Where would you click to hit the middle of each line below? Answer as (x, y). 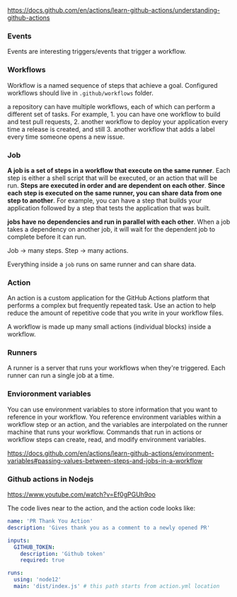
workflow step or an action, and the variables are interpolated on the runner (118, 424)
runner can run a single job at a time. (61, 375)
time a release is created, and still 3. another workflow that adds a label (111, 129)
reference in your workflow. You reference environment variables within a (114, 416)
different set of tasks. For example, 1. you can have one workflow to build (114, 114)
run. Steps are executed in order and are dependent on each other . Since (116, 185)
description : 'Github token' (63, 554)
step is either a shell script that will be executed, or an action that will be (112, 178)
